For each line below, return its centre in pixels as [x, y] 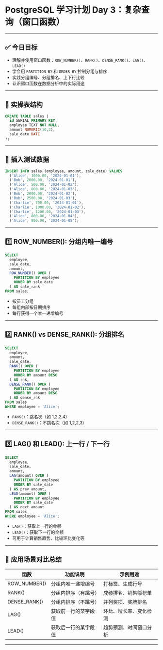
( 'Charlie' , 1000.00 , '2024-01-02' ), [48, 207]
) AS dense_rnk [25, 398]
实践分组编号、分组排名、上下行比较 [48, 77]
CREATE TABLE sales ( [27, 116]
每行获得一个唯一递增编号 [38, 313]
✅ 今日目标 [21, 47]
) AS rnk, [19, 380]
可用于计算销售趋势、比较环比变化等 [48, 538]
